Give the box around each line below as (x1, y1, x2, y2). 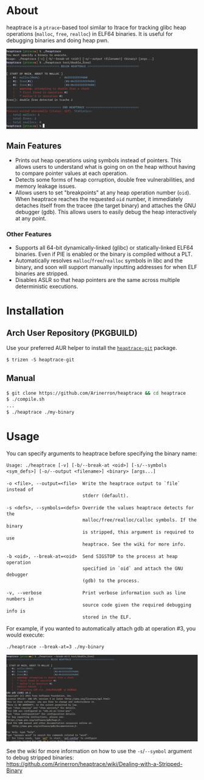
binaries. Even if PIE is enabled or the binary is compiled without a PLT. (15, 250, 192, 258)
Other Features (6, 230, 52, 239)
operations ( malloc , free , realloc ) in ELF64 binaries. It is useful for (6, 30, 173, 37)
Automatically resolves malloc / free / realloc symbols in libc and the (15, 256, 183, 264)
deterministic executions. (15, 282, 78, 290)
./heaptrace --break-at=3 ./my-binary (6, 643, 104, 650)
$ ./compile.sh (6, 396, 45, 403)
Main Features (6, 140, 62, 151)
